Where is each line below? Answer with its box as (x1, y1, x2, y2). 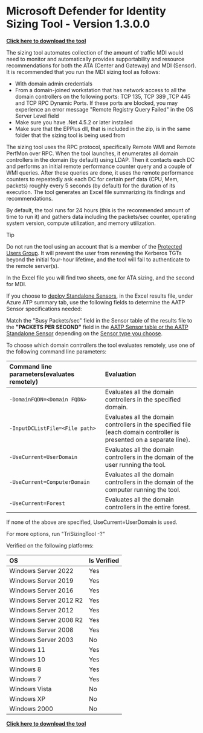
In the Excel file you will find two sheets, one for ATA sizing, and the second (6, 274, 195, 281)
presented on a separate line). (105, 435, 190, 444)
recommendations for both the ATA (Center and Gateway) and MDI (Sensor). (6, 62, 196, 69)
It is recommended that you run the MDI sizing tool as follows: (6, 68, 161, 75)
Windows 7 (9, 675, 42, 683)
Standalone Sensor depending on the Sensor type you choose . (6, 329, 163, 337)
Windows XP (9, 694, 46, 703)
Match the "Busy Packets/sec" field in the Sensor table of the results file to (6, 316, 193, 324)
